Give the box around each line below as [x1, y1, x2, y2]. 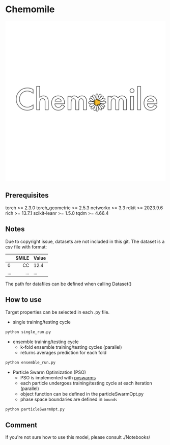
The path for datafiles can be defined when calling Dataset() [5, 281, 132, 287]
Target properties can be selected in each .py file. [5, 309, 110, 315]
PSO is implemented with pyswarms [20, 374, 96, 380]
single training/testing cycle [12, 319, 71, 325]
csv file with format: [5, 243, 47, 250]
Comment [5, 421, 38, 429]
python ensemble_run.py [5, 360, 56, 365]
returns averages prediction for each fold [20, 349, 107, 355]
